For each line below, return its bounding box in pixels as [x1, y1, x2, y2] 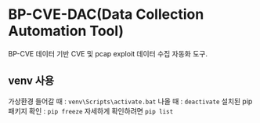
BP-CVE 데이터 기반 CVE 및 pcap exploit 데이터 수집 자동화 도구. [8, 49, 208, 58]
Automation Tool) [8, 22, 124, 40]
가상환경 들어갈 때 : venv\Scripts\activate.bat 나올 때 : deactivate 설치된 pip [8, 96, 253, 106]
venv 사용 [8, 74, 55, 88]
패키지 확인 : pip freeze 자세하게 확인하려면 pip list [8, 106, 174, 115]
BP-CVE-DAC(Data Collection [8, 5, 204, 24]
